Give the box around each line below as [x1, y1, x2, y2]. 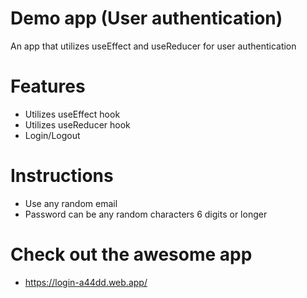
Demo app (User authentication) [10, 7, 283, 30]
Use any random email [24, 197, 118, 209]
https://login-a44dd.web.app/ [24, 276, 148, 288]
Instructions [10, 165, 114, 187]
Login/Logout [24, 129, 81, 141]
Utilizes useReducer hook [24, 118, 131, 131]
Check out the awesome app [10, 243, 253, 266]
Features [10, 75, 86, 98]
